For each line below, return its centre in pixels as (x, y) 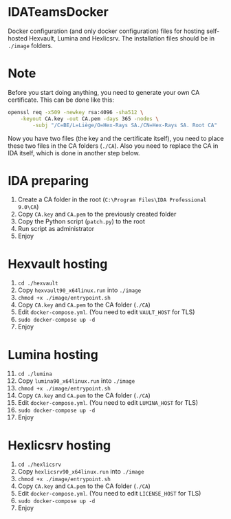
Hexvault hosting (58, 264)
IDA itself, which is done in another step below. (74, 153)
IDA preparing (48, 180)
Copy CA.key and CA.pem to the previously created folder (97, 214)
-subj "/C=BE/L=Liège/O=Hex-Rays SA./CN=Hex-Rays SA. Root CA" (125, 125)
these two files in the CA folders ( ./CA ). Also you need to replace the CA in (113, 146)
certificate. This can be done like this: (61, 100)
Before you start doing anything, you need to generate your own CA (104, 92)
